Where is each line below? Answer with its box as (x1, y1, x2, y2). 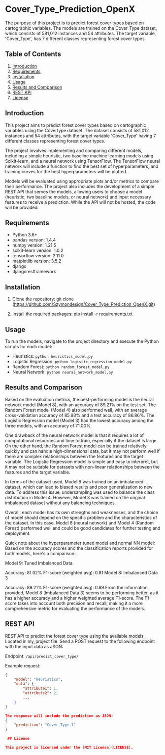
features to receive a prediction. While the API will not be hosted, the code (5, 199, 156, 205)
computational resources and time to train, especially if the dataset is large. (5, 437, 158, 443)
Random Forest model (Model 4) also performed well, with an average (5, 407, 147, 413)
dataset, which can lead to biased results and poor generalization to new (5, 484, 153, 490)
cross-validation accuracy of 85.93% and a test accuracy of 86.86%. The (5, 412, 155, 418)
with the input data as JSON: (5, 643, 63, 649)
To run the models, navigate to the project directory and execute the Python (5, 338, 159, 344)
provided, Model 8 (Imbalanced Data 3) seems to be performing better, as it (5, 590, 159, 596)
